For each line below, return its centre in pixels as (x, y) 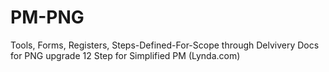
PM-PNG (47, 17)
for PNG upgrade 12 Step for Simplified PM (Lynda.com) (125, 55)
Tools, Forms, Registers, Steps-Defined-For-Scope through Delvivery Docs (165, 45)
